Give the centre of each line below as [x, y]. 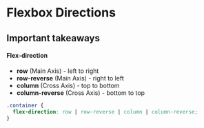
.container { [25, 105]
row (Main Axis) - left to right [58, 71]
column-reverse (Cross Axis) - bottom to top [81, 93]
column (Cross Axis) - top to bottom [68, 85]
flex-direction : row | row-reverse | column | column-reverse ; [105, 111]
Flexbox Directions [61, 13]
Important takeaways [53, 38]
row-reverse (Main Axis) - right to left [70, 78]
